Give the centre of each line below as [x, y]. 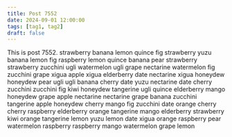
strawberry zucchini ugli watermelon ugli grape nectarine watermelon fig [111, 67]
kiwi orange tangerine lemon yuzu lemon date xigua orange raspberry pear [114, 119]
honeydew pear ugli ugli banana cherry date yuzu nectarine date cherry [110, 82]
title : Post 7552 [32, 13]
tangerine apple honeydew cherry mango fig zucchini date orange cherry [112, 104]
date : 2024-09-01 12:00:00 [46, 20]
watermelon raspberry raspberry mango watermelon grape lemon [101, 126]
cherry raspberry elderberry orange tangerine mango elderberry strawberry [116, 111]
